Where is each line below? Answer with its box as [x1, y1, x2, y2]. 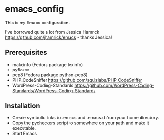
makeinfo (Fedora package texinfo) [12, 61, 83, 67]
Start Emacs [12, 130, 37, 136]
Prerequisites [5, 48, 47, 57]
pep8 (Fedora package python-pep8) [12, 72, 88, 78]
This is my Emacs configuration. [5, 20, 70, 25]
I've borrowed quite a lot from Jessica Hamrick [5, 29, 100, 35]
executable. [12, 125, 36, 131]
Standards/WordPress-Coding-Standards [12, 87, 96, 93]
